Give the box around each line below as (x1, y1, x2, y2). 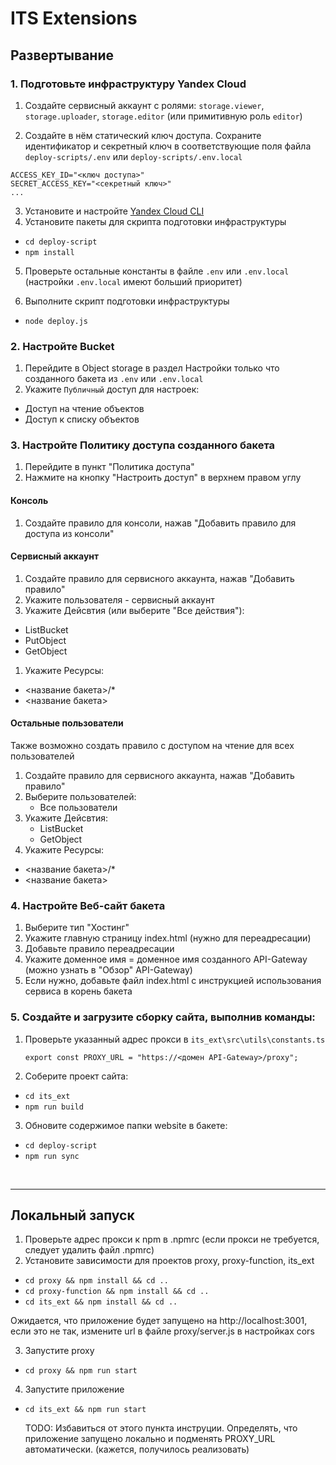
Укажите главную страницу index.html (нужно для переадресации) (24, 932, 312, 944)
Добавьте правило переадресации (24, 943, 175, 955)
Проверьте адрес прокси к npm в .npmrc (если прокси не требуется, (24, 1233, 320, 1246)
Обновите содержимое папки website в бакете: (24, 1119, 228, 1131)
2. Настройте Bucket (10, 339, 115, 353)
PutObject (24, 634, 67, 646)
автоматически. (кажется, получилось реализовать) (24, 1443, 250, 1456)
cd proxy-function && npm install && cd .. (24, 1287, 210, 1297)
